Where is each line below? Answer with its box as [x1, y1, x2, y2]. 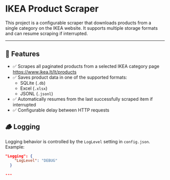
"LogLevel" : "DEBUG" [14, 158, 58, 163]
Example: [5, 144, 25, 150]
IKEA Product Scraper [5, 3, 99, 15]
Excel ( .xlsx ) [20, 85, 48, 91]
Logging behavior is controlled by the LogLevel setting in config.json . [5, 138, 150, 144]
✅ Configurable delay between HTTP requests [12, 107, 110, 113]
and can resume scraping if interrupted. [5, 30, 88, 36]
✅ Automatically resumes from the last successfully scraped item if [12, 96, 153, 102]
